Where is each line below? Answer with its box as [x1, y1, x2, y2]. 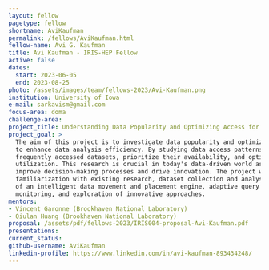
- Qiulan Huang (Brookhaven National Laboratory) [8, 212, 178, 220]
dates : [8, 64, 30, 72]
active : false [8, 57, 56, 65]
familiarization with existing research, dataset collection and [15, 175, 239, 184]
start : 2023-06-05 [15, 71, 78, 79]
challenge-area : [8, 116, 62, 124]
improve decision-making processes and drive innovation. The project [15, 168, 256, 176]
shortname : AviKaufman [8, 26, 84, 34]
